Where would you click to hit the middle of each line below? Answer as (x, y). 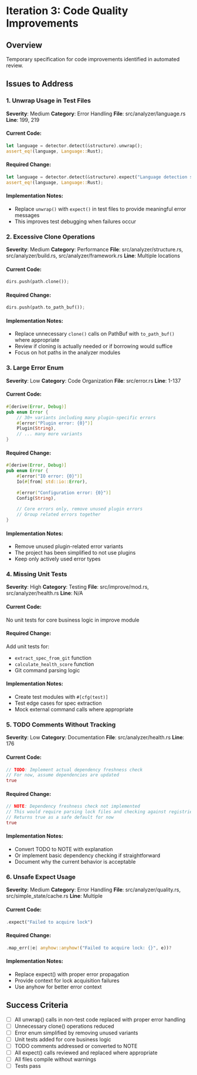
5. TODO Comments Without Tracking (61, 724)
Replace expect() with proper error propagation (72, 974)
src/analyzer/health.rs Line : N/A (45, 593)
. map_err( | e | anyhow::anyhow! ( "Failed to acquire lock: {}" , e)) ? (89, 948)
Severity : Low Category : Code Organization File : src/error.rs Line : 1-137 (94, 380)
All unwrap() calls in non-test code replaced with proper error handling (100, 1019)
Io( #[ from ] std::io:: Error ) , (52, 482)
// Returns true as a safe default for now (60, 817)
